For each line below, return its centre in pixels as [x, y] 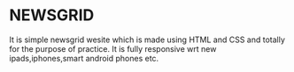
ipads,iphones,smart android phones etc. [84, 58]
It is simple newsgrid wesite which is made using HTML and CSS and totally [147, 40]
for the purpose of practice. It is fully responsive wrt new [113, 48]
